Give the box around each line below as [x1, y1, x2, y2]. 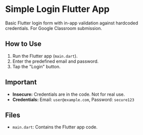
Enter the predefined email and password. [12, 58, 99, 64]
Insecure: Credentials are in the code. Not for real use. [12, 91, 125, 97]
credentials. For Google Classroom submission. [5, 25, 102, 31]
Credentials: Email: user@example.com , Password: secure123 [12, 96, 135, 103]
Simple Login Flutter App [5, 3, 110, 15]
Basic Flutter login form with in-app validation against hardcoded [5, 20, 139, 26]
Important [5, 78, 37, 87]
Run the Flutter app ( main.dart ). [12, 53, 78, 59]
